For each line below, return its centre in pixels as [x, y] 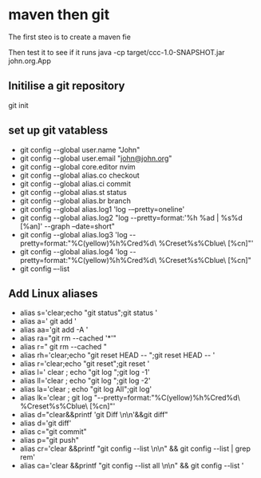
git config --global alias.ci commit [75, 183]
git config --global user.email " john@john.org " [96, 158]
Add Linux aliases [53, 293]
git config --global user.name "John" [80, 149]
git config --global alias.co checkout [79, 175]
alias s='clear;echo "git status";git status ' [89, 313]
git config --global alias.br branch [75, 201]
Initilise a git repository [67, 86]
